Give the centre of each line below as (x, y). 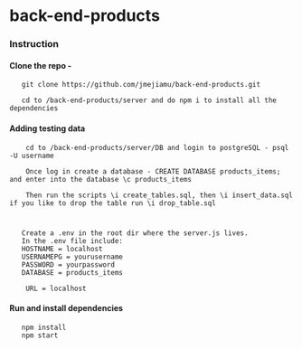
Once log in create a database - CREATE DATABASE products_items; (153, 171)
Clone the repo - (41, 65)
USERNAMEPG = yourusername (72, 257)
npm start (40, 335)
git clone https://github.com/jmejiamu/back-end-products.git (141, 85)
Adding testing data (47, 128)
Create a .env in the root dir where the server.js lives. (135, 233)
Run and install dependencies (66, 308)
